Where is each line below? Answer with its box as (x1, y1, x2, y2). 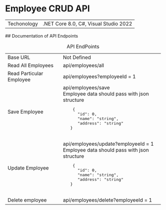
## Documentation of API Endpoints (5, 33, 78, 39)
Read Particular (7, 70, 43, 77)
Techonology (7, 20, 38, 27)
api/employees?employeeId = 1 (63, 73, 136, 80)
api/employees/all (63, 62, 105, 69)
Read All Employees (7, 62, 54, 69)
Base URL (7, 54, 31, 61)
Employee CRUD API (5, 3, 90, 14)
